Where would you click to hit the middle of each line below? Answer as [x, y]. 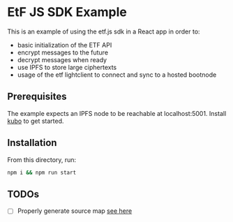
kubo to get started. [36, 121]
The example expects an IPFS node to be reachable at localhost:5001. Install [117, 113]
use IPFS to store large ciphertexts [67, 67]
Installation [32, 143]
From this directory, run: [42, 160]
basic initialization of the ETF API [65, 45]
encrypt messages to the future [63, 52]
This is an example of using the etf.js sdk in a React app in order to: [104, 31]
